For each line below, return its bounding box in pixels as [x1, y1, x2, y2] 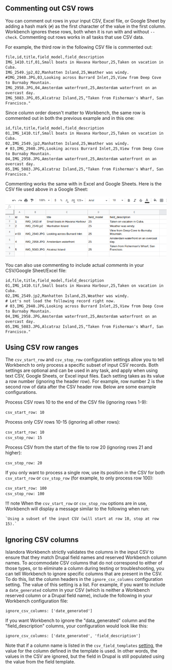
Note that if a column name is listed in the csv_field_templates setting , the [5, 642, 163, 648]
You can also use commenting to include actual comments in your [5, 262, 144, 268]
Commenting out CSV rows [5, 4, 94, 13]
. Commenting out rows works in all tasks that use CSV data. [16, 34, 144, 40]
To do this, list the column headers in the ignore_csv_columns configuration [5, 576, 163, 582]
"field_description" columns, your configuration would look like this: [5, 623, 148, 629]
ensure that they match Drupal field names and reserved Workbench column [5, 554, 167, 560]
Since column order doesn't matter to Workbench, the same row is [5, 110, 146, 116]
